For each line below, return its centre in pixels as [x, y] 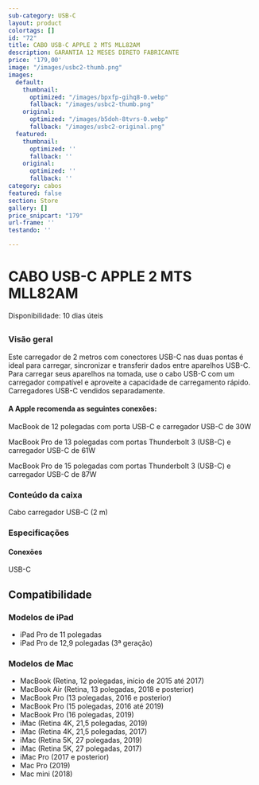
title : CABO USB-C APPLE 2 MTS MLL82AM [74, 45]
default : [30, 82]
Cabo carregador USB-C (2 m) [58, 512]
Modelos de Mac [41, 663]
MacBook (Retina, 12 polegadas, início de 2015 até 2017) [112, 681]
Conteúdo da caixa [45, 494]
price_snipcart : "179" [46, 216]
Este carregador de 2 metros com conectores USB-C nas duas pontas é [126, 357]
